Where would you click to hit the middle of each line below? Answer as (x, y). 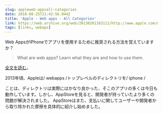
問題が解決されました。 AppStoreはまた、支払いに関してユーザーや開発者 (79, 100)
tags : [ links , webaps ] (28, 28)
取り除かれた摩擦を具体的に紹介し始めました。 (56, 107)
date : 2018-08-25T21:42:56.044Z (38, 14)
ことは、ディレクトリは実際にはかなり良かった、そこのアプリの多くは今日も (81, 88)
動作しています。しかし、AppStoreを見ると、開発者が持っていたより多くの (80, 95)
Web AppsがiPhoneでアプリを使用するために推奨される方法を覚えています (80, 42)
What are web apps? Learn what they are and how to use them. (80, 58)
